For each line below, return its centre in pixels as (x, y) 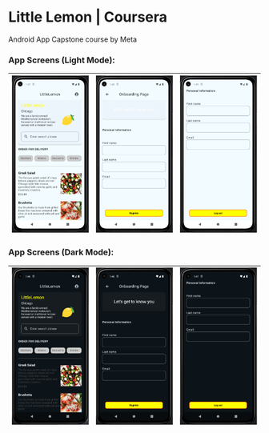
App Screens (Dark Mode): (61, 252)
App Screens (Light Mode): (62, 60)
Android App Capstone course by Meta (73, 39)
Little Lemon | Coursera (88, 17)
